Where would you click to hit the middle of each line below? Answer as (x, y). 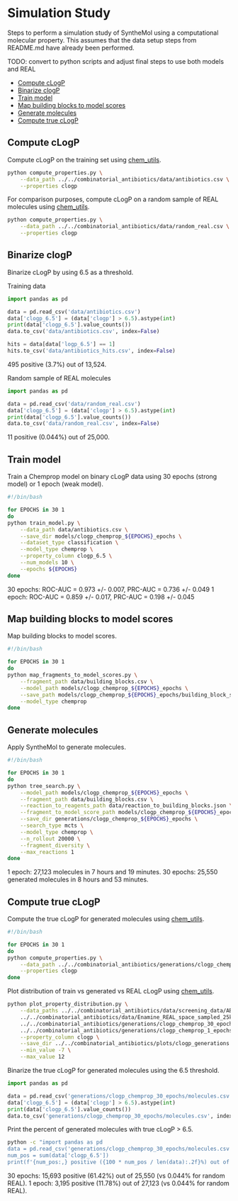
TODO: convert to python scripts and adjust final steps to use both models (116, 61)
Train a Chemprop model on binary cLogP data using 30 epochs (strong (112, 477)
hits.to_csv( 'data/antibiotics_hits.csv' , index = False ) (91, 351)
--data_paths (39, 1011)
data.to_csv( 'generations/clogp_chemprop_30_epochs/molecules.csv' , (110, 1116)
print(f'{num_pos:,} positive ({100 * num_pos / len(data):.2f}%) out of (119, 1162)
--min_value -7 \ (46, 1050)
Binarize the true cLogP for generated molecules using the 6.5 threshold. (113, 1071)
